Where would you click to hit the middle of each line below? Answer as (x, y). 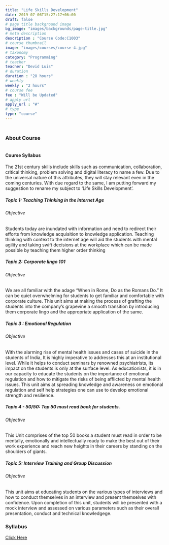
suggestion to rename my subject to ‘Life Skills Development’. (70, 188)
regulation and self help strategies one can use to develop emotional (77, 390)
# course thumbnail (26, 43)
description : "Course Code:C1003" (43, 39)
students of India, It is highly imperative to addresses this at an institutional (83, 357)
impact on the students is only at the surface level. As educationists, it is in (83, 368)
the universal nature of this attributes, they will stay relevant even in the (80, 178)
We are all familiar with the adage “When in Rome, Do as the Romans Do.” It (84, 291)
